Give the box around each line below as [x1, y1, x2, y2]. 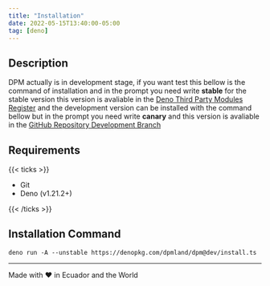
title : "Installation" [8, 11, 84, 20]
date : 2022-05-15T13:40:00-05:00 [8, 19, 121, 27]
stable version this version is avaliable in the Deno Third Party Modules [8, 95, 243, 104]
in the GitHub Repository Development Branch [8, 120, 162, 130]
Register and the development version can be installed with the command [8, 103, 252, 113]
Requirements [8, 143, 80, 157]
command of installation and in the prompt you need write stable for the [8, 86, 247, 96]
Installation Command [8, 228, 121, 241]
